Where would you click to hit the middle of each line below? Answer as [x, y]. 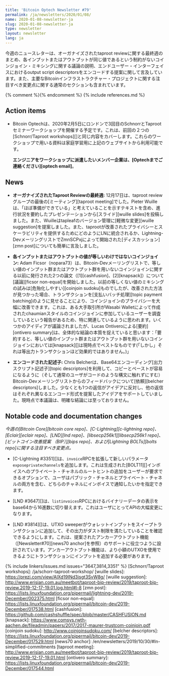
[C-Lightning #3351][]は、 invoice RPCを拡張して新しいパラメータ [80, 459]
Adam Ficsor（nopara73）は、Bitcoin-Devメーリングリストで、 [86, 263]
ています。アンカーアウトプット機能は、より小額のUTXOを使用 [91, 550]
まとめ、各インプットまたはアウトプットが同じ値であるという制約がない [80, 59]
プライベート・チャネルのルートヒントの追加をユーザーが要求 [94, 472]
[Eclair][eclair [19, 435]
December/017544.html [30, 668]
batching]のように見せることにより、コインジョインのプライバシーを [84, 301]
